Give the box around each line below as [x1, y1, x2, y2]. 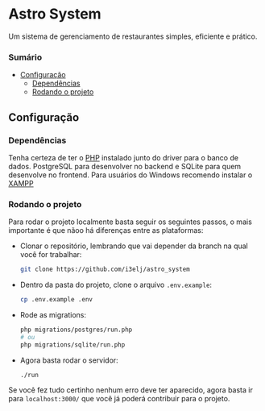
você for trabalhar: [19, 250, 82, 259]
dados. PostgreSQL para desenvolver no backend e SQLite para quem [8, 161, 242, 171]
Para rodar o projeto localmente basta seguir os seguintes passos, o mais [8, 217, 252, 226]
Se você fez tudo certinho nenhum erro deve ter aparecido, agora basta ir [8, 385, 254, 395]
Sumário [8, 52, 43, 63]
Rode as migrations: [19, 309, 87, 319]
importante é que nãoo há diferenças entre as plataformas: [8, 226, 204, 235]
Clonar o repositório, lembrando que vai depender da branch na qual [19, 241, 248, 251]
